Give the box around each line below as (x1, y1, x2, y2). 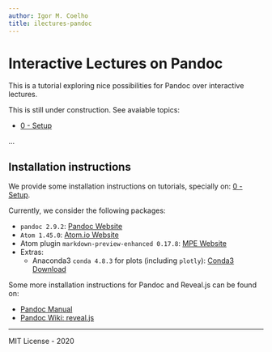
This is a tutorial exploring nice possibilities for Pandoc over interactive (8, 81, 244, 91)
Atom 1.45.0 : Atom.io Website (19, 230, 119, 240)
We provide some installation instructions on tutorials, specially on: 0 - (8, 181, 243, 191)
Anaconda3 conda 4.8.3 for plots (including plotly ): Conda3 (32, 256, 235, 265)
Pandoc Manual (19, 304, 73, 314)
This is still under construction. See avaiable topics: (8, 105, 181, 115)
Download (32, 265, 66, 274)
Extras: (19, 248, 45, 257)
